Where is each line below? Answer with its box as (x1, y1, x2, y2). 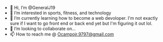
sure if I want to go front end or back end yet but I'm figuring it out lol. (9, 20, 153, 26)
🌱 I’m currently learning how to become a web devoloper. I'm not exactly (9, 15, 158, 21)
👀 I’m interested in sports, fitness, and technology (9, 10, 111, 16)
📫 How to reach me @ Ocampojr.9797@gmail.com (9, 31, 114, 37)
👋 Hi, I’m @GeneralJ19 (9, 5, 55, 10)
